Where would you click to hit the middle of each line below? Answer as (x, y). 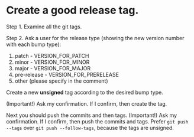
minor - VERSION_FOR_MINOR (52, 62)
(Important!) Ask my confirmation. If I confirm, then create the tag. (87, 103)
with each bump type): (34, 44)
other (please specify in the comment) (61, 81)
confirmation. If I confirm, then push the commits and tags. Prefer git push (97, 121)
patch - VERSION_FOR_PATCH (52, 56)
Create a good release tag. (72, 10)
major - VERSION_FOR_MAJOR (53, 68)
